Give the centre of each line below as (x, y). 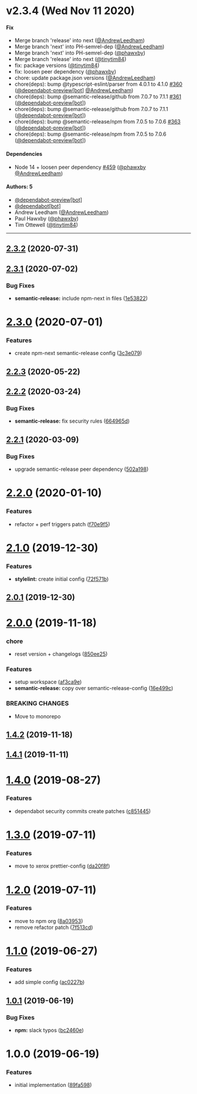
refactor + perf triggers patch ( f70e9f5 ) (62, 524)
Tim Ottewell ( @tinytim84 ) (46, 225)
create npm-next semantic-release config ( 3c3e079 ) (78, 353)
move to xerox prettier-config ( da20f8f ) (62, 866)
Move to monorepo (38, 716)
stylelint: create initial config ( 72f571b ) (62, 579)
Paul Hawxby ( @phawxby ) (47, 218)
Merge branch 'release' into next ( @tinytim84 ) (70, 59)
